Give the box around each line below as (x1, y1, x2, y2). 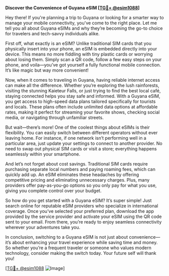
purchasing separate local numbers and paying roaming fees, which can (5, 167, 155, 172)
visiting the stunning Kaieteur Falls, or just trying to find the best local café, (5, 88, 161, 93)
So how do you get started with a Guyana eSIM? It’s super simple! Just (5, 197, 152, 203)
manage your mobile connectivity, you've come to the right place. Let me (5, 20, 157, 26)
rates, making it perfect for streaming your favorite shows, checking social (5, 109, 160, 115)
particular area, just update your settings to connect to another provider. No (5, 140, 162, 146)
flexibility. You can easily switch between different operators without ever (5, 130, 158, 136)
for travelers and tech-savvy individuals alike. (5, 31, 100, 36)
